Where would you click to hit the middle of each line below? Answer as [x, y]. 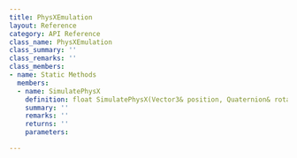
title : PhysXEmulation [51, 17]
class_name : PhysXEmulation [61, 42]
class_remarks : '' [43, 58]
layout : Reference [43, 26]
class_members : [37, 67]
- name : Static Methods [53, 75]
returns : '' [47, 124]
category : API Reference [55, 34]
